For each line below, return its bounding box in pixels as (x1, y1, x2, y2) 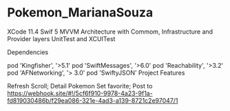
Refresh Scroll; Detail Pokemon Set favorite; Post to (7, 82, 153, 90)
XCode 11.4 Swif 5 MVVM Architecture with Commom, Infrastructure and (7, 27, 213, 36)
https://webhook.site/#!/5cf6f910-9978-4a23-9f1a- (7, 89, 153, 97)
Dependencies (7, 48, 49, 56)
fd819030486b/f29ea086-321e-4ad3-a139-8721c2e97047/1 (7, 96, 178, 104)
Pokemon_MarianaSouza (7, 5, 154, 21)
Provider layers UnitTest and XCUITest (7, 34, 116, 42)
